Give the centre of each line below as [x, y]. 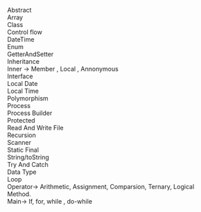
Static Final [23, 150]
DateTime [21, 39]
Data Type [22, 172]
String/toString [28, 157]
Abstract [19, 10]
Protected [21, 120]
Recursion [21, 135]
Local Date [23, 83]
